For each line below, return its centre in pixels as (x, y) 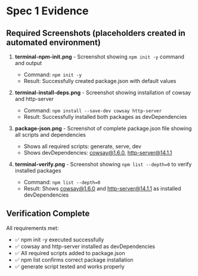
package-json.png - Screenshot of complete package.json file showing (103, 128)
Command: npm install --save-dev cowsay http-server (93, 111)
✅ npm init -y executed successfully (59, 240)
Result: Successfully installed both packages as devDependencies (105, 117)
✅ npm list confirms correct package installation (74, 260)
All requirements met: (33, 228)
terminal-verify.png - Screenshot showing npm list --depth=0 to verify (103, 164)
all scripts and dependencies (50, 135)
